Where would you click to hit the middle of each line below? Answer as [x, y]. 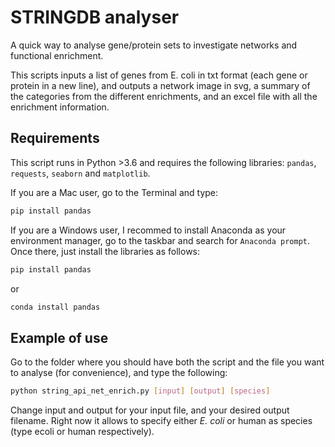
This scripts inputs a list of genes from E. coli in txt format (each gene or [159, 75]
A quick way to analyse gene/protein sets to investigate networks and [154, 45]
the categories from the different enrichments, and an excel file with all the [164, 96]
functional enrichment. [57, 55]
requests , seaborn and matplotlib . [80, 173]
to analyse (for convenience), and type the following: [119, 373]
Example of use [59, 337]
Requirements [55, 138]
